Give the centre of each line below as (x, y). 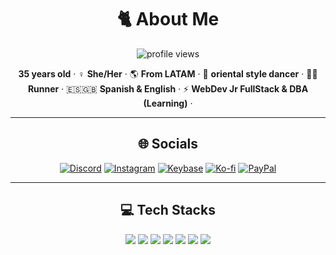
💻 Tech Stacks (168, 210)
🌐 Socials (168, 144)
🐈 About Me (168, 19)
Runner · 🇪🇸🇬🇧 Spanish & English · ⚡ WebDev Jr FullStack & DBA (168, 88)
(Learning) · (168, 103)
